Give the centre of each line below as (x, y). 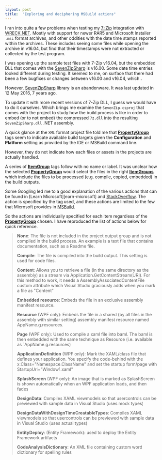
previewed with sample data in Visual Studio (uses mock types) (80, 403)
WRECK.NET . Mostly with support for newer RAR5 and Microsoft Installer (78, 33)
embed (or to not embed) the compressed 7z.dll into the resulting (72, 118)
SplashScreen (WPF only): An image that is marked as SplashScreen (86, 379)
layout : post (18, 9)
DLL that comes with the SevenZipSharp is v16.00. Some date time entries (79, 68)
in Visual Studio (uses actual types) (52, 423)
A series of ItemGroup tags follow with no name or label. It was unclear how (81, 166)
